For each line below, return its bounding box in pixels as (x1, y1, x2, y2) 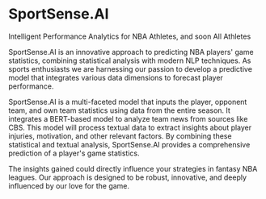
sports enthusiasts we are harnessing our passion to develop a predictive (8, 64, 253, 73)
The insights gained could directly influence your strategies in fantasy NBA (8, 164, 258, 173)
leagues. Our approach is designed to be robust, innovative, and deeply (8, 172, 247, 182)
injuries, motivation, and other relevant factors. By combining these (8, 131, 232, 141)
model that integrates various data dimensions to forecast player (8, 73, 224, 82)
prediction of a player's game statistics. (8, 148, 140, 158)
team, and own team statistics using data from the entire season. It (8, 106, 230, 115)
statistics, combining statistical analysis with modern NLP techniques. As (8, 56, 251, 65)
